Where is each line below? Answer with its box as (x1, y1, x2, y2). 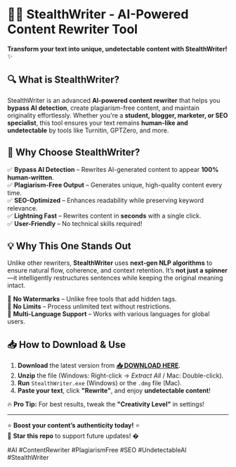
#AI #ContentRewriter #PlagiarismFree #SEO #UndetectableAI (7, 446, 188, 454)
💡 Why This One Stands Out (7, 239, 131, 252)
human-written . (7, 173, 55, 182)
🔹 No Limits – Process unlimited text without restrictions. (7, 302, 171, 311)
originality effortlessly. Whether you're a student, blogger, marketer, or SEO (7, 111, 228, 119)
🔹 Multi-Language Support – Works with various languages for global (7, 310, 210, 318)
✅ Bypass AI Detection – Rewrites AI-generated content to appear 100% (7, 165, 219, 173)
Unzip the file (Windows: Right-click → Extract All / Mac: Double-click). (17, 371, 224, 380)
